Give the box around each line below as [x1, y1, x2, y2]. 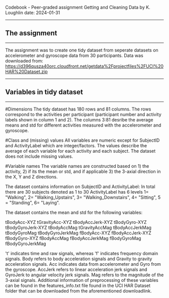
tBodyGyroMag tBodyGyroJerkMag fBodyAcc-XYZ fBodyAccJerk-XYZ [5, 229, 152, 236]
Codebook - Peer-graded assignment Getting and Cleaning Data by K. [5, 5, 150, 10]
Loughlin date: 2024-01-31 [5, 10, 60, 16]
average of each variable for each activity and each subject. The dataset [5, 148, 156, 154]
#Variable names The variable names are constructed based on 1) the [5, 163, 149, 169]
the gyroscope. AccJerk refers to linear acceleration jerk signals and [5, 266, 147, 272]
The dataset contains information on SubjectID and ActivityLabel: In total [5, 184, 155, 190]
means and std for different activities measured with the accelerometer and [5, 122, 161, 128]
